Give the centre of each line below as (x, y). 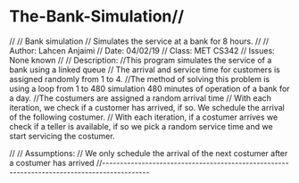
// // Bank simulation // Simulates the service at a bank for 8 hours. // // (139, 41)
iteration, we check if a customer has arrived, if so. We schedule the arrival (147, 107)
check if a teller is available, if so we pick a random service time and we (141, 126)
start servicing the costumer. (62, 136)
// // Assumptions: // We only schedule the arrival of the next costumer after (149, 153)
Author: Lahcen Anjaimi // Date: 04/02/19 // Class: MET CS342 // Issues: (142, 50)
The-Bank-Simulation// (97, 17)
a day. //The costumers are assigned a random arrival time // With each (141, 98)
